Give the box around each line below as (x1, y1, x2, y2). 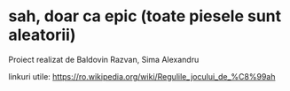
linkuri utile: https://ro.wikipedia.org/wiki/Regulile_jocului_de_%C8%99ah (8, 71, 276, 81)
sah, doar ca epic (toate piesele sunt (8, 6, 282, 27)
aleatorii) (8, 25, 76, 45)
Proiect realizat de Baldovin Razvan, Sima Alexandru (8, 54, 200, 64)
